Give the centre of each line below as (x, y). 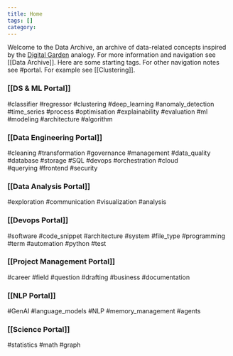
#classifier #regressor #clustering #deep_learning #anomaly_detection (111, 104)
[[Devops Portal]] (38, 220)
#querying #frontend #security (53, 168)
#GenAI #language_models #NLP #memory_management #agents (104, 311)
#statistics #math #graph (44, 345)
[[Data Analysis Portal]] (49, 186)
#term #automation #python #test (57, 243)
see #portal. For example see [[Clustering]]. (71, 70)
